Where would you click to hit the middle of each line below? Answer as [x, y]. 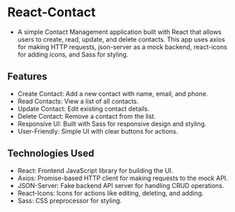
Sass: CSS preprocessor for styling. [70, 200]
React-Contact [52, 12]
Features [27, 77]
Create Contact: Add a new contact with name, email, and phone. [113, 93]
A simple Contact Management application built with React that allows [119, 32]
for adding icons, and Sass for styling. [73, 54]
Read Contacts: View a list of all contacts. [78, 101]
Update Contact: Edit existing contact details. [84, 108]
